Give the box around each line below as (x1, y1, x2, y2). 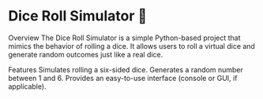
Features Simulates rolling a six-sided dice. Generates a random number (8, 64, 243, 74)
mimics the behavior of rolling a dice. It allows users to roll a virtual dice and (8, 41, 255, 50)
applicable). (8, 82, 47, 91)
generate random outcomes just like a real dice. (8, 49, 163, 59)
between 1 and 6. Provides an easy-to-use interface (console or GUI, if (8, 73, 238, 82)
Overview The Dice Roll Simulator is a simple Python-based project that (8, 33, 241, 42)
